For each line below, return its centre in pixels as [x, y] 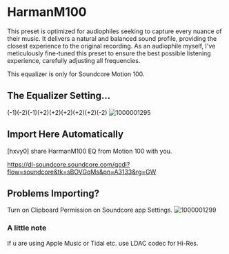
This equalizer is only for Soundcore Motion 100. [76, 74]
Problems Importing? [53, 193]
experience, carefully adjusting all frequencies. [74, 60]
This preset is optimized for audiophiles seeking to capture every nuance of [114, 31]
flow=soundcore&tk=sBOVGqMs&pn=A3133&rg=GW [82, 172]
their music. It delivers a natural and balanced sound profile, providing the [112, 38]
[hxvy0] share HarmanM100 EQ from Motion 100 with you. [90, 151]
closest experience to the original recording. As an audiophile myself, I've [111, 46]
